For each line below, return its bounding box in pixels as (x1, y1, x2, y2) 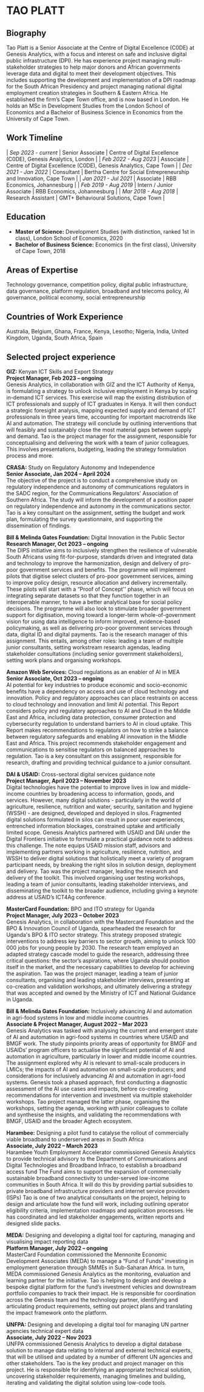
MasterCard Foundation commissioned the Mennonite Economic (6, 1251, 167, 1258)
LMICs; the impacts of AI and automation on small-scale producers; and (6, 1066, 186, 1073)
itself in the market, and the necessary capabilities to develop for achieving (6, 964, 194, 971)
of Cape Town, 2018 (15, 247, 66, 254)
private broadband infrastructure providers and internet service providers (6, 1188, 190, 1195)
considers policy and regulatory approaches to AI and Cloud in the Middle (6, 707, 191, 715)
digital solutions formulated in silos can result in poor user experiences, (6, 816, 185, 823)
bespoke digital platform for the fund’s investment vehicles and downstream (6, 1283, 197, 1290)
